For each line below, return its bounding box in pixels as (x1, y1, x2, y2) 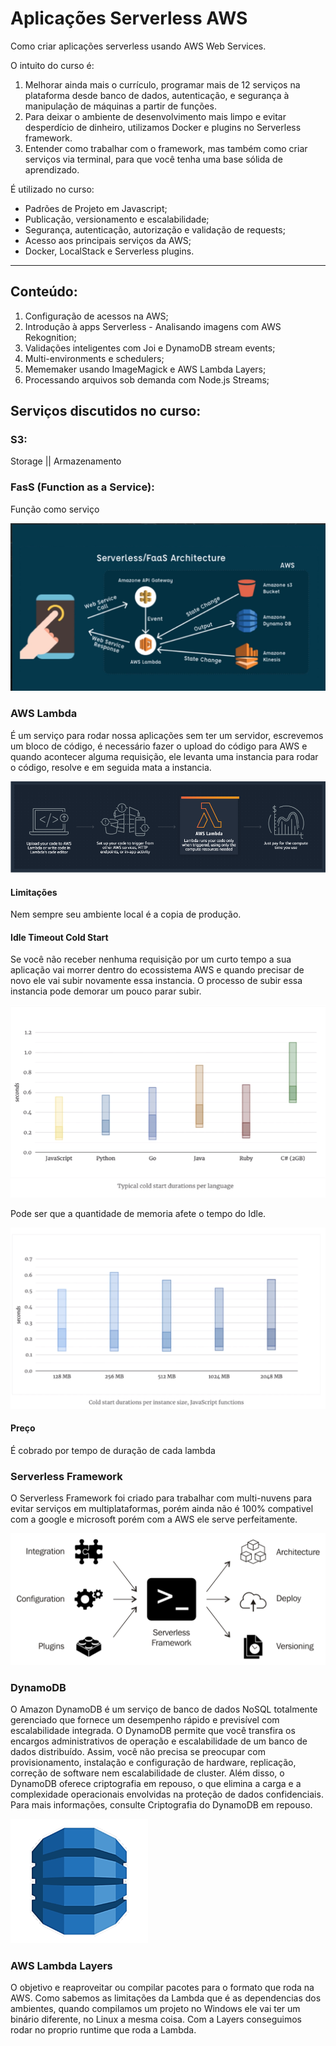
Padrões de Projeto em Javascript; (24, 202, 168, 214)
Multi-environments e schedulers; (24, 352, 165, 364)
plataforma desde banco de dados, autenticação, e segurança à (24, 89, 290, 101)
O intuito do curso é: (10, 59, 95, 71)
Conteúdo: (10, 283, 78, 301)
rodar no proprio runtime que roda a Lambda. (10, 2024, 197, 2036)
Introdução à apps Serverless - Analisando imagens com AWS (24, 320, 282, 332)
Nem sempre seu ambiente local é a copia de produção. (10, 908, 242, 921)
